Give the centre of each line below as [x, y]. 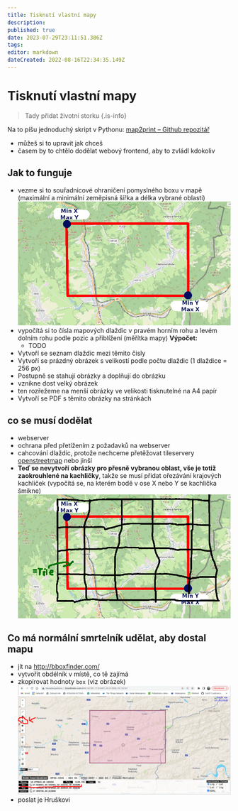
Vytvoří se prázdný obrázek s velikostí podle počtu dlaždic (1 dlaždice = [123, 360]
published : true [31, 30]
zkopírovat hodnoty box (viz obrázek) [72, 681]
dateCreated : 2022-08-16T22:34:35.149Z [66, 60]
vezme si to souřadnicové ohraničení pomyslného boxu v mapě [110, 190]
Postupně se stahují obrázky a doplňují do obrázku [91, 376]
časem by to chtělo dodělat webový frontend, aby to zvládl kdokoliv [116, 151]
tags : [15, 45]
